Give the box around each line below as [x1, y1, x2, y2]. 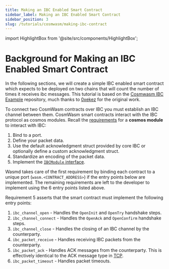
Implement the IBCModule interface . [12, 159, 86, 165]
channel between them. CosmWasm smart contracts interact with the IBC [5, 112, 158, 118]
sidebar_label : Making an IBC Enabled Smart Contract [5, 12, 121, 17]
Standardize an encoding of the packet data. [12, 153, 105, 159]
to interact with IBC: [5, 122, 46, 129]
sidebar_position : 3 [5, 17, 49, 22]
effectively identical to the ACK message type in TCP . [12, 253, 124, 259]
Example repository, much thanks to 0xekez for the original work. [5, 96, 141, 102]
